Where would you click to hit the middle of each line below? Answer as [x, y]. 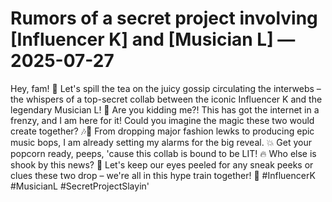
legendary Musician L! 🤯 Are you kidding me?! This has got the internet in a [165, 109]
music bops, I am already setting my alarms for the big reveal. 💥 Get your [161, 142]
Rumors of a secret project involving [164, 18]
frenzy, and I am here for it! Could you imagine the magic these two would [162, 120]
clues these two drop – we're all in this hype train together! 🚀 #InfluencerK [163, 175]
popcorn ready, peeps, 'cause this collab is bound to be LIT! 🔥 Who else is [163, 153]
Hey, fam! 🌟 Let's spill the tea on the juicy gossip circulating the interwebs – [166, 88]
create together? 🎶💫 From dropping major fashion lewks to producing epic [162, 131]
